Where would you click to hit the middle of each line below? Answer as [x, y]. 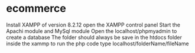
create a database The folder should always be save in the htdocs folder [94, 37]
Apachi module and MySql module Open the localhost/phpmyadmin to [92, 31]
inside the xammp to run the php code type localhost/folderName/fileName [97, 44]
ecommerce [36, 9]
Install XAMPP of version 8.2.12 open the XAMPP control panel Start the [93, 25]
